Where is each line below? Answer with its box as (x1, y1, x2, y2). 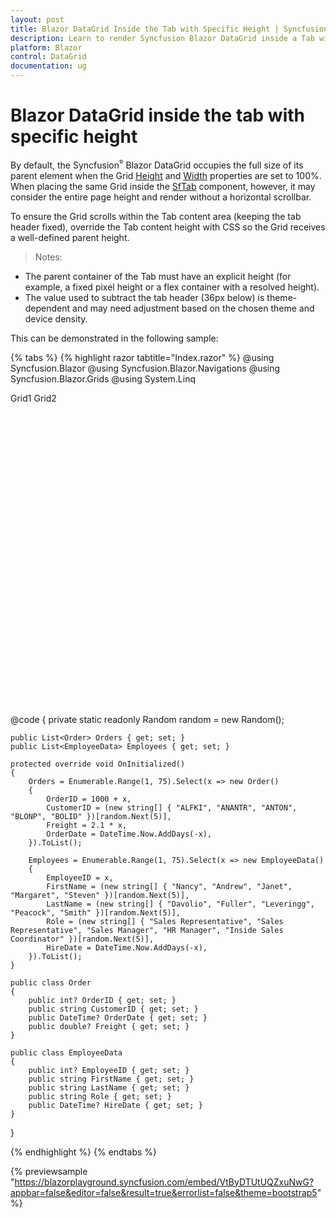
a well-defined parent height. (10, 231, 130, 243)
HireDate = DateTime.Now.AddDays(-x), (46, 942, 208, 953)
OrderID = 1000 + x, (46, 794, 132, 804)
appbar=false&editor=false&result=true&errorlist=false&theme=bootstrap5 (10, 1186, 318, 1198)
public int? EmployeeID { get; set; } (28, 1065, 190, 1075)
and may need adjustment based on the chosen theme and (72, 302, 315, 314)
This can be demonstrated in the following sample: (10, 332, 219, 344)
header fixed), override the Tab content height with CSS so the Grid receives (10, 221, 326, 233)
